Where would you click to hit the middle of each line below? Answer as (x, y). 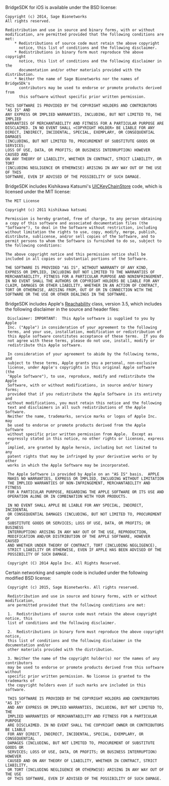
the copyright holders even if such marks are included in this (76, 685)
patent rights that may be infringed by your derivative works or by (82, 457)
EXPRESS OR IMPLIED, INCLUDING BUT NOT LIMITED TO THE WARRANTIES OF (80, 272)
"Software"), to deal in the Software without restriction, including (81, 228)
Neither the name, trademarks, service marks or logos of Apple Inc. (82, 416)
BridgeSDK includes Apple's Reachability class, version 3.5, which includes (83, 304)
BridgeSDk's (18, 83)
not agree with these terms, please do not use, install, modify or (81, 341)
